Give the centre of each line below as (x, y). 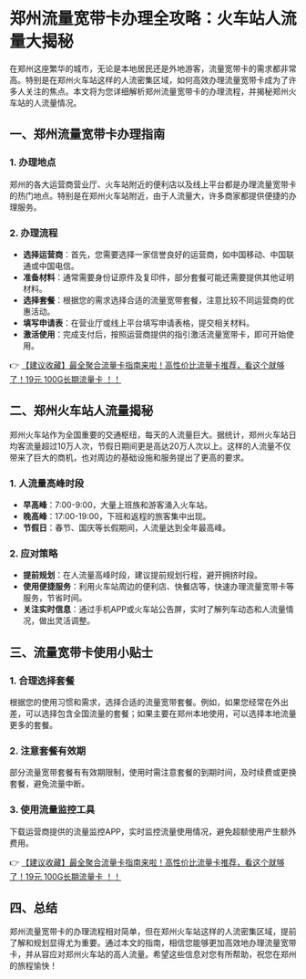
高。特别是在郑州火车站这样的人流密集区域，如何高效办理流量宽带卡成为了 (149, 79)
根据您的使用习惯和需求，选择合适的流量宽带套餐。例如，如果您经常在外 (145, 703)
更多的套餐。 (33, 725)
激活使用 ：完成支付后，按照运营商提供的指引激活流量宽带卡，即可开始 (154, 334)
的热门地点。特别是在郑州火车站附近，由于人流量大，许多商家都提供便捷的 (149, 195)
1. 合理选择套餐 (42, 681)
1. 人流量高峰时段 (47, 483)
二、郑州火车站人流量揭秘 (81, 411)
